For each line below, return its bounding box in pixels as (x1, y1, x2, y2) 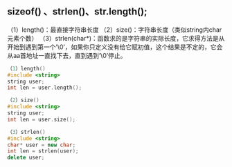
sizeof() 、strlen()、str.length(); (7, 6, 148, 18)
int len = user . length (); (7, 84, 82, 91)
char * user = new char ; (7, 141, 76, 148)
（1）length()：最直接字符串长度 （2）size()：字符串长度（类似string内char (7, 26, 222, 34)
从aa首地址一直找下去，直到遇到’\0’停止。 (7, 51, 127, 59)
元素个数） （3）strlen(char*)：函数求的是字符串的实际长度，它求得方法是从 (7, 34, 225, 42)
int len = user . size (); (7, 116, 76, 123)
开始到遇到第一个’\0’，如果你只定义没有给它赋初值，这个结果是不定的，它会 (7, 43, 223, 51)
